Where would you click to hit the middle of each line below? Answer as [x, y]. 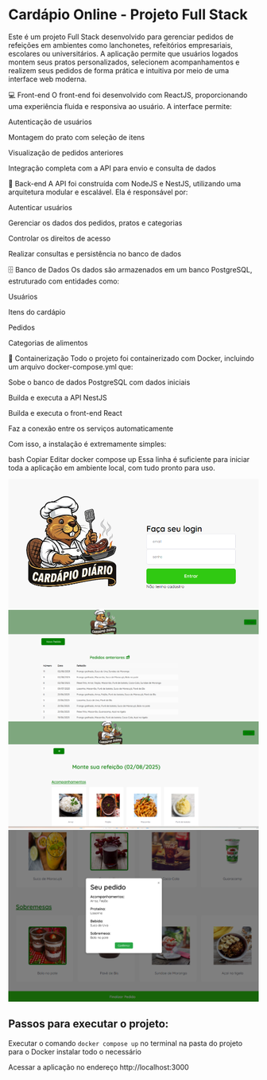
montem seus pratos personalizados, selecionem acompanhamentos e [124, 62]
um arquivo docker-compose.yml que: [71, 366]
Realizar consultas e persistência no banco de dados [95, 253]
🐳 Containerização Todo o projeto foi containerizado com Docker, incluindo [131, 358]
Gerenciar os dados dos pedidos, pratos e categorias [95, 223]
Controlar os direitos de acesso [60, 238]
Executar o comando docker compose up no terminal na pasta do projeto [126, 1043]
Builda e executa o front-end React [66, 413]
